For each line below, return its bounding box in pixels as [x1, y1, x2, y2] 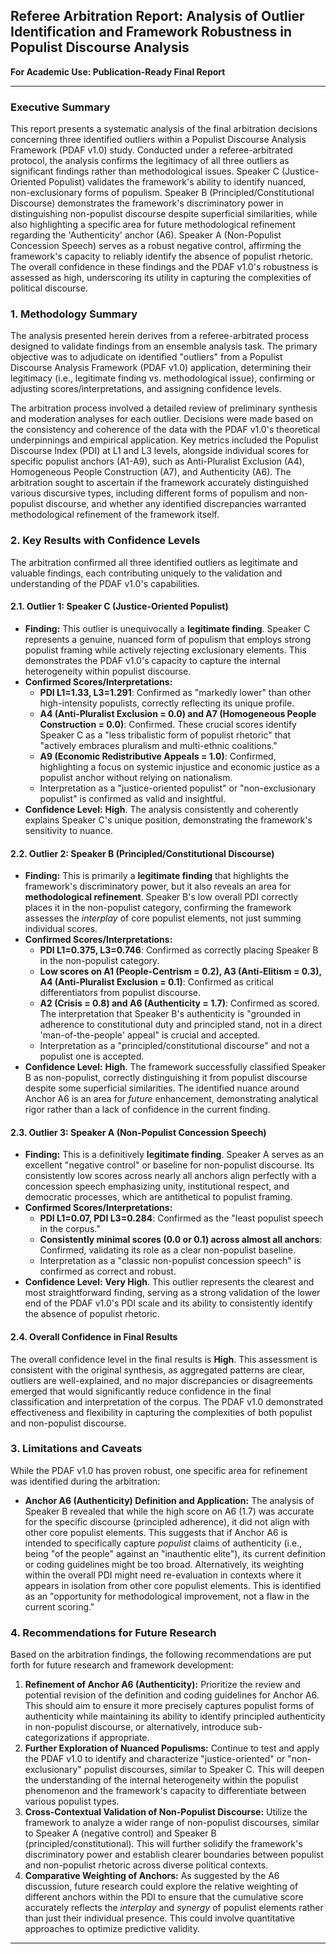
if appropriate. [91, 1732, 150, 1744]
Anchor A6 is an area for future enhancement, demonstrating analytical [24, 1093, 319, 1105]
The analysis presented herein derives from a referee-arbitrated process [10, 330, 310, 342]
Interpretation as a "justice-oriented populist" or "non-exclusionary [39, 782, 317, 794]
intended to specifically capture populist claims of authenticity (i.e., [24, 1537, 303, 1549]
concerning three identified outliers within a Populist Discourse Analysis [10, 134, 307, 146]
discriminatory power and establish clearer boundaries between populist [24, 1849, 324, 1861]
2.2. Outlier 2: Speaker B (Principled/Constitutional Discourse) [10, 847, 275, 859]
